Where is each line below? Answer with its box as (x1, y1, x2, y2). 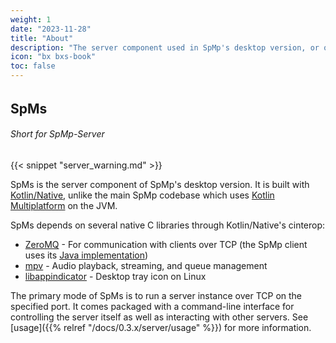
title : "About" (10, 33, 74, 43)
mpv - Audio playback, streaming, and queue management (24, 259, 268, 271)
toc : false (10, 61, 56, 71)
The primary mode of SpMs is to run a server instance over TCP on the (10, 289, 302, 301)
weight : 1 (10, 14, 52, 25)
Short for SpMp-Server (10, 128, 105, 140)
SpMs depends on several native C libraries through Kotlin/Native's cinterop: (10, 219, 326, 231)
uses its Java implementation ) (24, 249, 149, 261)
